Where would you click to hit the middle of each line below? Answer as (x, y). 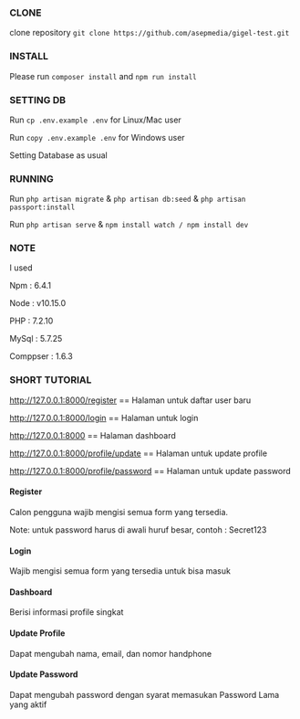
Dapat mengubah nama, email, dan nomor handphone (111, 653)
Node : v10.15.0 (38, 303)
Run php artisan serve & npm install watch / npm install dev (129, 225)
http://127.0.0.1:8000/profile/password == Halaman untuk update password (150, 471)
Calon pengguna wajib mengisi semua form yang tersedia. (119, 512)
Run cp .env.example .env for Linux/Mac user (96, 120)
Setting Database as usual (58, 155)
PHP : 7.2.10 (31, 321)
